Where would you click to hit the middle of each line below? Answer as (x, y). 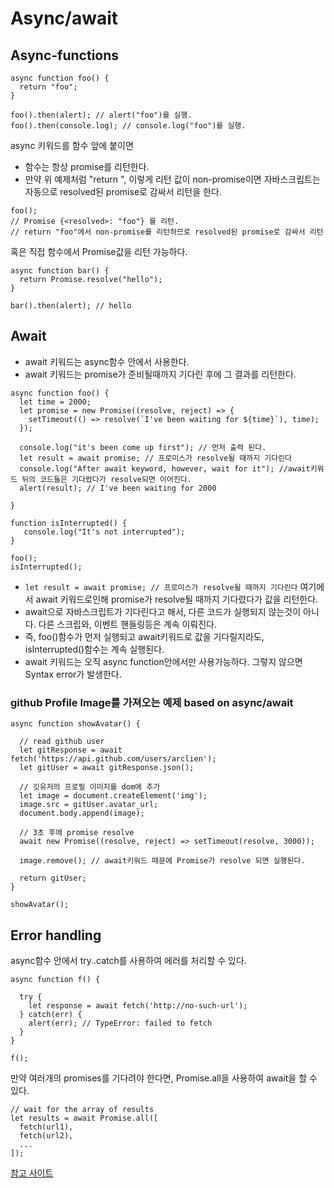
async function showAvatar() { (75, 724)
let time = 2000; (55, 402)
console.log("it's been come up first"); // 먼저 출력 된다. (143, 447)
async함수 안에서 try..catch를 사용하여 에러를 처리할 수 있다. (128, 960)
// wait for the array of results (82, 1109)
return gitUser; (53, 878)
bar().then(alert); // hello (71, 306)
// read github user (62, 742)
